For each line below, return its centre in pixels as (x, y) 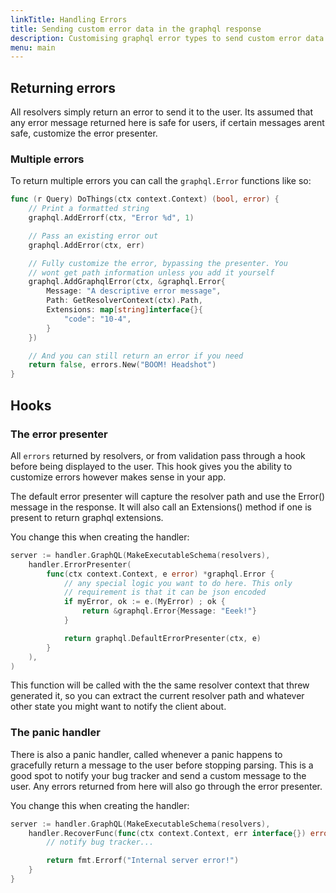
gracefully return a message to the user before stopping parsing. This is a (162, 765)
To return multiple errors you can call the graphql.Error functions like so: (161, 181)
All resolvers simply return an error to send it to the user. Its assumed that (162, 112)
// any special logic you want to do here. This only (178, 583)
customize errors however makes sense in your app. (118, 477)
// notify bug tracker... (100, 842)
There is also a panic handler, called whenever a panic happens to (146, 754)
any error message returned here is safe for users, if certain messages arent (167, 123)
